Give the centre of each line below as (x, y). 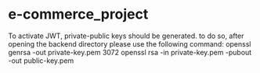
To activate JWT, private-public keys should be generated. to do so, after (126, 36)
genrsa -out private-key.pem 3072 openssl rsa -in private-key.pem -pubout (130, 52)
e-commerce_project (78, 14)
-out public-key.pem (41, 61)
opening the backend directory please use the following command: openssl (130, 43)
